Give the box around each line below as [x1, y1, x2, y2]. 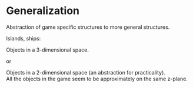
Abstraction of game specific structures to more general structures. [6, 23, 170, 31]
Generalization [6, 4, 79, 18]
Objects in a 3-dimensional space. [6, 46, 89, 53]
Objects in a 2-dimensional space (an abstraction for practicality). [6, 69, 166, 76]
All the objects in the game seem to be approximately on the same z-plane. [6, 75, 188, 82]
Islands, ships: [6, 35, 41, 42]
